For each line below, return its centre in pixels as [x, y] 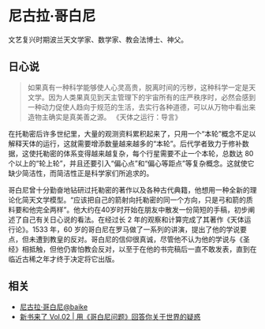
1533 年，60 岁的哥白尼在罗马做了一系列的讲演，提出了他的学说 [136, 229]
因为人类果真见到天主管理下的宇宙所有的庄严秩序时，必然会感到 [152, 97]
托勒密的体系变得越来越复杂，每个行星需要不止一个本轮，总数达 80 [144, 153]
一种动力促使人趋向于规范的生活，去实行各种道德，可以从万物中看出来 [142, 107]
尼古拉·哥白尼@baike [54, 307]
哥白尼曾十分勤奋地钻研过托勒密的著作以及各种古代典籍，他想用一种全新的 [129, 189]
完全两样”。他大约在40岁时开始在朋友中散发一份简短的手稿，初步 [142, 209]
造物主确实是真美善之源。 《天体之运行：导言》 [105, 117]
